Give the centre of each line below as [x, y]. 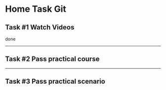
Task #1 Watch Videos [40, 27]
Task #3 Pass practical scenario [55, 81]
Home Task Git [36, 9]
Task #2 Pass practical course [52, 59]
